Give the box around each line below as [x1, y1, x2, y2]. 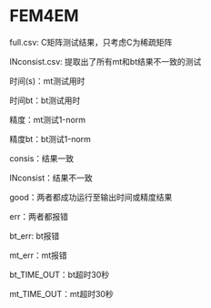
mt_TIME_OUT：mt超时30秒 [9, 288, 114, 299]
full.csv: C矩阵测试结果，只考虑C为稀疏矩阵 [9, 36, 173, 47]
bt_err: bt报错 [9, 230, 60, 241]
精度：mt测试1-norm [9, 114, 86, 125]
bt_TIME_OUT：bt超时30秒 [9, 269, 110, 280]
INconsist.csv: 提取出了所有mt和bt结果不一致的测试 [9, 56, 202, 67]
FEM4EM [9, 5, 79, 26]
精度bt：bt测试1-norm [9, 133, 91, 144]
